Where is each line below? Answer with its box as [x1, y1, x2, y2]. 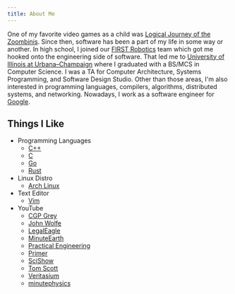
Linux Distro [17, 174, 53, 182]
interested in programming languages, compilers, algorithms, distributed [7, 82, 217, 90]
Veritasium [28, 271, 60, 280]
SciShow [28, 257, 54, 265]
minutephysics [28, 279, 71, 288]
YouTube [17, 204, 44, 213]
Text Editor [17, 189, 49, 198]
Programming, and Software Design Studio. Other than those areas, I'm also [7, 75, 228, 83]
